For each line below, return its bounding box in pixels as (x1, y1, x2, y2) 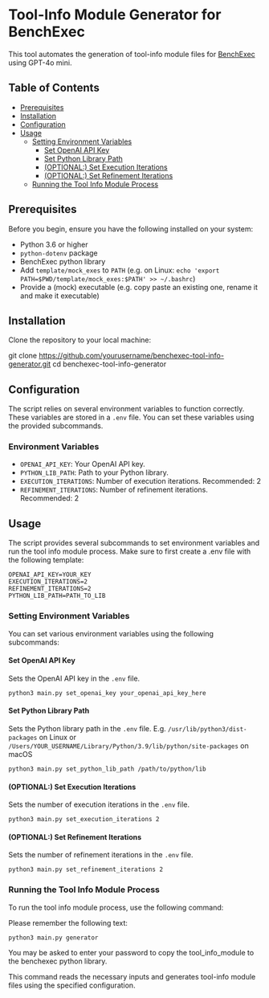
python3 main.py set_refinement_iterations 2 (8, 865, 163, 873)
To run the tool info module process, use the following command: (8, 902, 224, 912)
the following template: (8, 555, 84, 565)
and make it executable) (19, 291, 100, 301)
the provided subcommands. (8, 421, 104, 431)
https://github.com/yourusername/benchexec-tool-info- (39, 351, 225, 361)
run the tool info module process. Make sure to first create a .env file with (8, 546, 251, 556)
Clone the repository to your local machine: (8, 335, 152, 345)
